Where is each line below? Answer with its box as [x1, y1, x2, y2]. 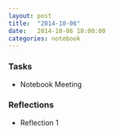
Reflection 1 [19, 118, 59, 128]
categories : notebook [8, 34, 81, 43]
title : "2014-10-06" [8, 19, 81, 27]
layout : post [8, 11, 52, 20]
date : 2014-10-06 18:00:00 [8, 27, 106, 35]
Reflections [8, 99, 55, 111]
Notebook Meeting [19, 79, 83, 89]
